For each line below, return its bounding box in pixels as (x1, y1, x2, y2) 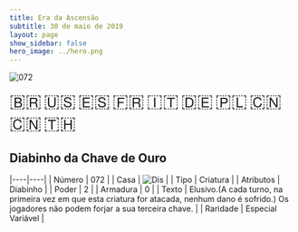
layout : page (9, 30, 59, 39)
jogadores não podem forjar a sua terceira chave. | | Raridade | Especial (9, 203, 278, 214)
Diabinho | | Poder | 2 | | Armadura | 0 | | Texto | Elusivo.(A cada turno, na (9, 183, 284, 195)
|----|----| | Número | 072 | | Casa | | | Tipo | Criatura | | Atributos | (9, 174, 281, 185)
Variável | (9, 212, 45, 223)
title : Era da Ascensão (9, 13, 100, 23)
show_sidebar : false (9, 38, 88, 48)
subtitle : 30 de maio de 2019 (9, 22, 124, 31)
